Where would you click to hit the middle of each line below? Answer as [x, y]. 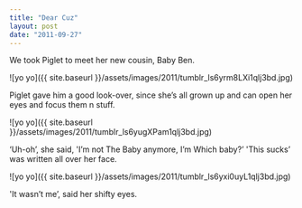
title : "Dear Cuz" [44, 18]
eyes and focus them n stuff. [62, 105]
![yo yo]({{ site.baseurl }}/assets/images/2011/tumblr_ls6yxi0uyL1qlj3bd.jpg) [150, 176]
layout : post [34, 26]
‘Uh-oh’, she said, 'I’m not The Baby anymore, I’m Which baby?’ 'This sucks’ [150, 149]
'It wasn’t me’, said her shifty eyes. [73, 194]
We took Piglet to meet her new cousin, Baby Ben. [102, 61]
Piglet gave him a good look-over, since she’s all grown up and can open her [151, 95]
